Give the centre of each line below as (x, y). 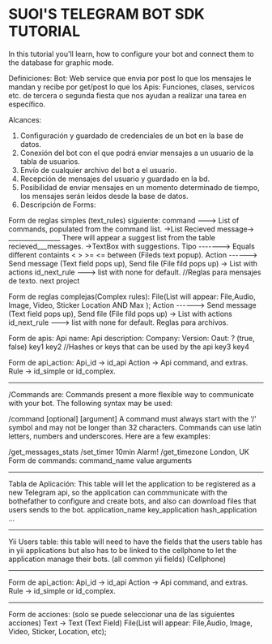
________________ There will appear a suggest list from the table (112, 237)
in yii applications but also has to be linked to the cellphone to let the (123, 550)
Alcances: (25, 119)
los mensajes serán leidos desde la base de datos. (104, 196)
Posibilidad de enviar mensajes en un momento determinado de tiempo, (140, 187)
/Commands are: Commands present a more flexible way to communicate (131, 394)
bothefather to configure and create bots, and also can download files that (132, 501)
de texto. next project (44, 280)
